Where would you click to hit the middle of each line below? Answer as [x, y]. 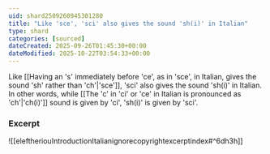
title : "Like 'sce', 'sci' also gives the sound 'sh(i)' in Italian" [129, 24]
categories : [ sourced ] [47, 38]
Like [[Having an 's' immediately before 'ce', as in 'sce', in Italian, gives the [133, 77]
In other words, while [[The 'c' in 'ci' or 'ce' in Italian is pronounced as [125, 94]
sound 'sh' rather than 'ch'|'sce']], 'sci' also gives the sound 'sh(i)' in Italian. [135, 85]
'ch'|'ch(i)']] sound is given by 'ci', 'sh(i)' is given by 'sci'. [103, 103]
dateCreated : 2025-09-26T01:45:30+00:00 [78, 46]
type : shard [28, 31]
